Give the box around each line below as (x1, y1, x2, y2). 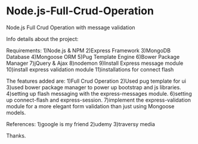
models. (6, 109, 26, 116)
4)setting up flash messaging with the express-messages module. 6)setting (6, 90, 192, 97)
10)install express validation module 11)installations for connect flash (6, 65, 174, 73)
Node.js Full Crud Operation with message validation (6, 24, 135, 31)
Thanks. (6, 132, 26, 139)
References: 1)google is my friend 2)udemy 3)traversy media (6, 120, 155, 127)
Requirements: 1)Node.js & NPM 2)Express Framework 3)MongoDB (6, 46, 171, 54)
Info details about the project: (6, 35, 79, 42)
